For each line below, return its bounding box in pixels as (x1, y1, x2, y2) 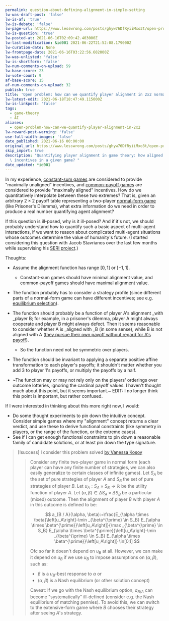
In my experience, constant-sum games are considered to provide (5, 176, 142, 182)
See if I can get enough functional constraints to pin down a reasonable (12, 434, 161, 440)
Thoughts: (5, 254, 27, 261)
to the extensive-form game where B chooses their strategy (30, 604, 154, 610)
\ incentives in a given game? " (10, 158, 80, 163)
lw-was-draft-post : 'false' (5, 12, 64, 17)
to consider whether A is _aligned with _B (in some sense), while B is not (12, 326, 162, 332)
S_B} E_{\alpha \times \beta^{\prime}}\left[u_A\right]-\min (38, 527, 156, 533)
